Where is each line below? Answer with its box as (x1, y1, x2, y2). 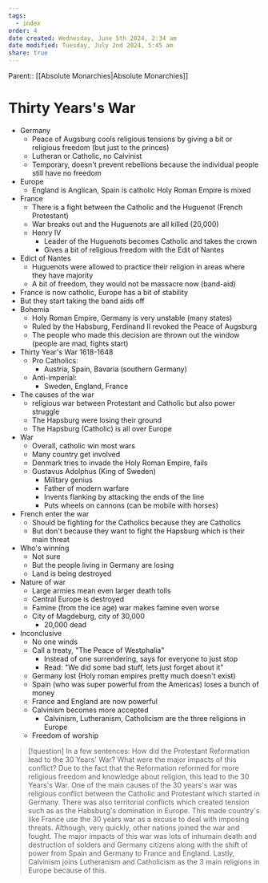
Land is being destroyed (31, 569, 112, 578)
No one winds (31, 637, 78, 646)
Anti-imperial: (31, 372, 78, 382)
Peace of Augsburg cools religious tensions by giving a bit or (31, 134, 233, 144)
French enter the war (19, 508, 90, 518)
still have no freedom (31, 168, 102, 177)
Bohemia (19, 304, 50, 314)
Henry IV (31, 228, 62, 237)
